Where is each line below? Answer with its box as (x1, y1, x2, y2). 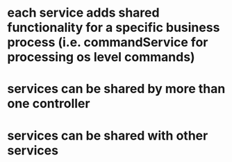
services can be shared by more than (7, 81, 226, 97)
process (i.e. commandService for (7, 35, 208, 50)
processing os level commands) (7, 49, 196, 65)
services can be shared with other (7, 127, 208, 143)
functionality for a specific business (7, 19, 220, 35)
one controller (7, 96, 90, 112)
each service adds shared (7, 5, 160, 21)
